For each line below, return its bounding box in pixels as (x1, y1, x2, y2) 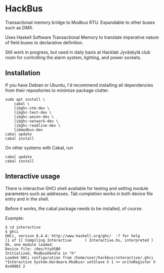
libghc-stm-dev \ (14, 105, 50, 111)
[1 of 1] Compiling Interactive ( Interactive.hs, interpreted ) (5, 238, 154, 243)
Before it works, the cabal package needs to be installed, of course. (5, 205, 143, 211)
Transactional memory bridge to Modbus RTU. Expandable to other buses (5, 19, 155, 25)
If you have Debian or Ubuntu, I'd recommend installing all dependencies (5, 82, 154, 88)
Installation (5, 69, 41, 77)
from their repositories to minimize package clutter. (5, 87, 109, 93)
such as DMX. (5, 24, 34, 30)
